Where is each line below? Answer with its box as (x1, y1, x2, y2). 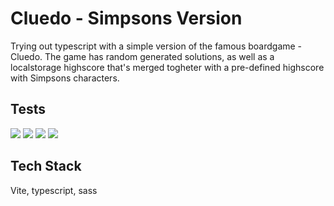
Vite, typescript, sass (10, 184, 98, 196)
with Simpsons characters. (10, 72, 120, 84)
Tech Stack (10, 158, 82, 175)
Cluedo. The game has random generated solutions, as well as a (10, 50, 275, 62)
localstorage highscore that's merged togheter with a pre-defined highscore (10, 61, 325, 73)
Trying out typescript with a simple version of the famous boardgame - (10, 40, 303, 52)
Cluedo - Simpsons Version (10, 7, 243, 30)
